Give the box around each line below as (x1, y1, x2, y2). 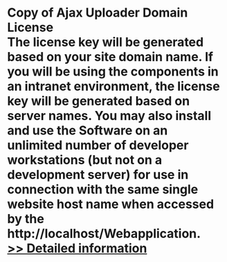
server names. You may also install (7, 108, 212, 124)
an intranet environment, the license (7, 78, 220, 94)
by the (7, 211, 45, 227)
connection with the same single (7, 182, 199, 198)
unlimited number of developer (7, 137, 189, 153)
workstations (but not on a (7, 152, 163, 168)
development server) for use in (7, 167, 189, 183)
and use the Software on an (7, 123, 168, 139)
